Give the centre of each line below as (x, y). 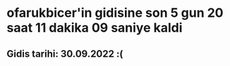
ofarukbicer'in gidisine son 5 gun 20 (115, 13)
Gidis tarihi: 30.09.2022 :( (65, 54)
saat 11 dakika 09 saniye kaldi (95, 28)
